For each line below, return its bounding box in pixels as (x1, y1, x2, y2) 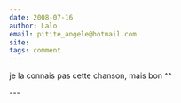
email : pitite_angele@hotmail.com (9, 29, 138, 38)
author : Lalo (9, 21, 58, 30)
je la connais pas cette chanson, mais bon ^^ (9, 70, 173, 81)
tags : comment (9, 46, 62, 55)
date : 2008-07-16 (9, 12, 74, 22)
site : (9, 37, 29, 47)
